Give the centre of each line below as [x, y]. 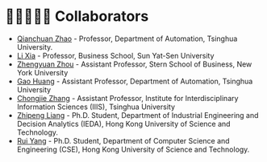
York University [42, 72]
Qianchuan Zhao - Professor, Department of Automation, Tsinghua [127, 38]
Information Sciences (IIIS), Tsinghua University [96, 107]
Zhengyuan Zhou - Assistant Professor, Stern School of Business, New [134, 64]
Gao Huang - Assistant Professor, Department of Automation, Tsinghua [135, 81]
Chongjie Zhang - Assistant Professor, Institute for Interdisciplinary [127, 98]
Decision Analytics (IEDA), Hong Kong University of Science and [123, 124]
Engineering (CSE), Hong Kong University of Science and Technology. [133, 149]
